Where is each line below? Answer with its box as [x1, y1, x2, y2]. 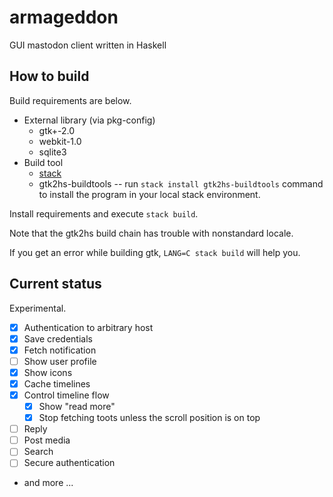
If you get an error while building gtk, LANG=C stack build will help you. [9, 246, 301, 258]
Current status [9, 276, 102, 293]
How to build [9, 68, 90, 85]
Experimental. [9, 302, 67, 314]
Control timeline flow [23, 389, 110, 401]
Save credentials [23, 332, 93, 345]
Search [23, 446, 54, 458]
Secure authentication [23, 457, 116, 469]
